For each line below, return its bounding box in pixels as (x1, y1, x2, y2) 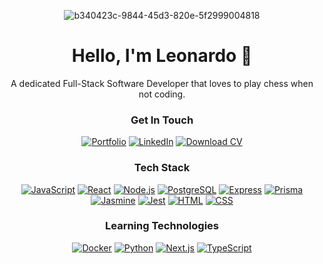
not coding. (138, 88, 186, 100)
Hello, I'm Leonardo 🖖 (71, 45, 253, 67)
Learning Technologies (104, 219, 219, 233)
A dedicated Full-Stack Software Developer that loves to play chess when (10, 77, 314, 89)
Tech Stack (133, 161, 191, 175)
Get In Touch (130, 113, 194, 127)
